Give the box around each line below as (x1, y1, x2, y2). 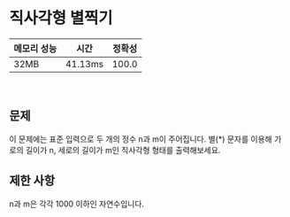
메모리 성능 (13, 42, 57, 54)
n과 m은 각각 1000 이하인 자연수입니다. (9, 198, 144, 209)
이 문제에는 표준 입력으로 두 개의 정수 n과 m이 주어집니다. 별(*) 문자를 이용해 (9, 134, 272, 144)
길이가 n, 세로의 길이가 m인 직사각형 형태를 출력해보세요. (25, 144, 221, 155)
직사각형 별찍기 (9, 8, 113, 28)
